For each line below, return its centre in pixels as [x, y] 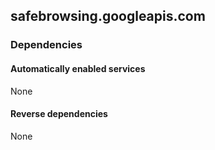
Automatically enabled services [78, 68]
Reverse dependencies [59, 114]
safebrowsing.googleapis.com [108, 16]
